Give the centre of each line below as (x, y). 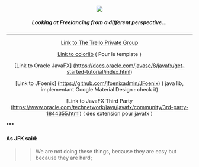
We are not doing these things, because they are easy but (106, 152)
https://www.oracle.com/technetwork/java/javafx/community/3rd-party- (100, 107)
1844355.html (63, 113)
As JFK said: (22, 138)
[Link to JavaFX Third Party (99, 101)
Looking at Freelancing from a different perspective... (99, 22)
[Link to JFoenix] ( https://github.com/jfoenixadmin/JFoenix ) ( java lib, (99, 83)
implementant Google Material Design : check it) (99, 89)
